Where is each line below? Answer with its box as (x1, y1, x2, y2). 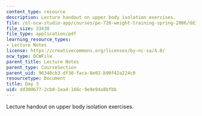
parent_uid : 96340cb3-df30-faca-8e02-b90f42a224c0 (6, 70, 136, 76)
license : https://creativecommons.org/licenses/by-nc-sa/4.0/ (6, 48, 165, 54)
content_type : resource (6, 8, 66, 15)
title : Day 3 (6, 81, 39, 87)
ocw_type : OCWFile (6, 53, 52, 59)
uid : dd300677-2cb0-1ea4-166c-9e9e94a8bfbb (6, 87, 117, 93)
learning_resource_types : (6, 36, 71, 42)
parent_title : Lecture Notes (6, 59, 79, 65)
